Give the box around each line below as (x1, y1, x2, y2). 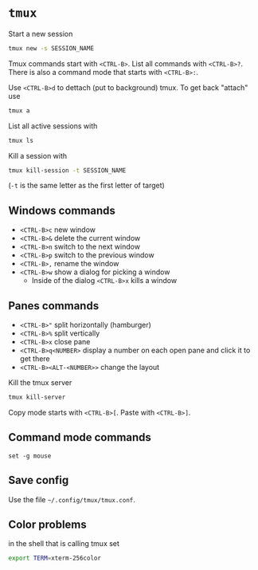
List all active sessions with (8, 121, 98, 131)
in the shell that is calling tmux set (8, 539, 119, 548)
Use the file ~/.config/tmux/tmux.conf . (8, 494, 135, 504)
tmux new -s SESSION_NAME (8, 44, 94, 53)
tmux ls (8, 136, 34, 144)
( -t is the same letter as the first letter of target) (8, 181, 165, 191)
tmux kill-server (8, 393, 66, 402)
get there (19, 354, 50, 364)
